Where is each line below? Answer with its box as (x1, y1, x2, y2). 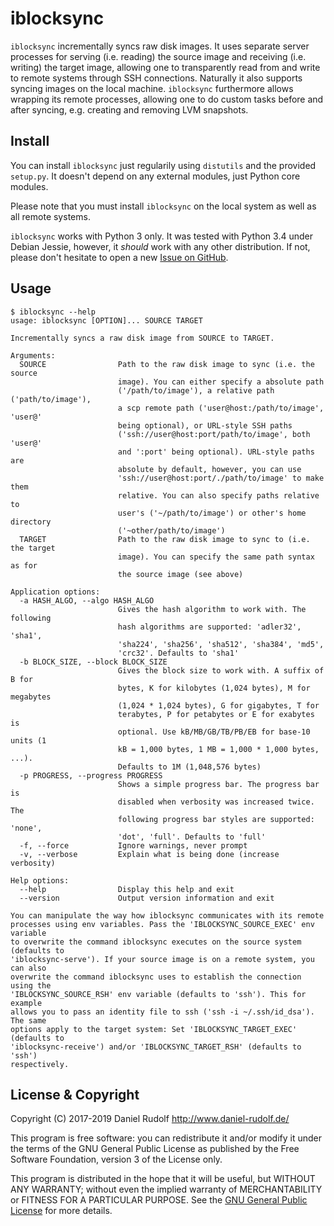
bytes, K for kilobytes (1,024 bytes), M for (117, 683, 311, 693)
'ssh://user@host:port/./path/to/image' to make (117, 473, 325, 483)
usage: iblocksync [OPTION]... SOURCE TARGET (10, 315, 203, 326)
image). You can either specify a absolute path (117, 377, 325, 387)
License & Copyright (10, 1086, 140, 1103)
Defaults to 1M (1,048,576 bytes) (117, 762, 262, 772)
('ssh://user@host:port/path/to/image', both (117, 429, 311, 439)
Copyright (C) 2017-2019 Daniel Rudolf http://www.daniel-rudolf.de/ (10, 1113, 290, 1125)
